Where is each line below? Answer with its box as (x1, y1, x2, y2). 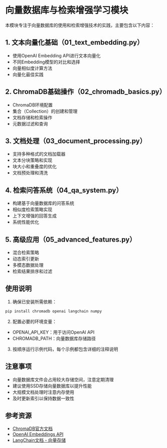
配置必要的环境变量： (12, 318, 57, 324)
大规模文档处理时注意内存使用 (12, 389, 74, 395)
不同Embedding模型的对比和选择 (12, 59, 80, 65)
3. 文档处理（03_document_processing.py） (5, 137, 146, 145)
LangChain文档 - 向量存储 (12, 437, 66, 443)
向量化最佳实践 (12, 71, 44, 77)
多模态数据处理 (12, 262, 44, 268)
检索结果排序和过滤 (12, 268, 53, 274)
